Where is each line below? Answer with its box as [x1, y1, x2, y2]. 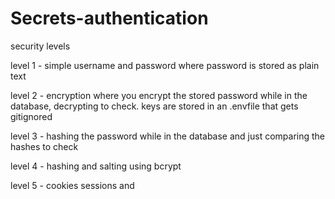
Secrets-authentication [10, 7, 209, 30]
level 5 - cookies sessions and [10, 179, 135, 191]
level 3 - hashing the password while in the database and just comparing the [10, 130, 326, 142]
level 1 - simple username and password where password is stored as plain [10, 59, 320, 71]
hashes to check [10, 140, 79, 152]
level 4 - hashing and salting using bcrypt [10, 160, 182, 172]
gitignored [10, 110, 53, 122]
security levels [10, 40, 71, 52]
